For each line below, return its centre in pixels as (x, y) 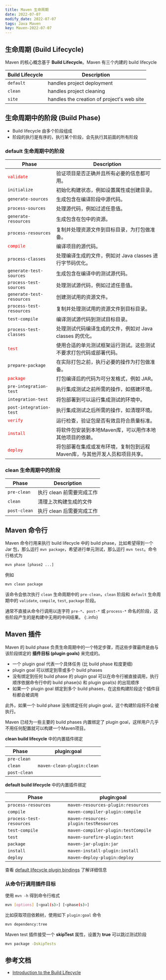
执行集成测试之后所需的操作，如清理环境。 (106, 410)
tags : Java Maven (23, 23)
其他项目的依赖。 (76, 437)
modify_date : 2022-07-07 (31, 19)
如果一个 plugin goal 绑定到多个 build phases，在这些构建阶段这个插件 (84, 689)
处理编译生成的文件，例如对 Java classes (104, 256)
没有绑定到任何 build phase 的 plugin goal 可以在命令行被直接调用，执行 (85, 676)
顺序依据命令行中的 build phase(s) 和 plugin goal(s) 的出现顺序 (76, 682)
